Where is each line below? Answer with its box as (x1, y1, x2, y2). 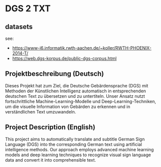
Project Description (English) (5, 123, 96, 132)
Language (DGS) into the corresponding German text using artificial (5, 141, 142, 147)
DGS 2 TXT (5, 3, 51, 14)
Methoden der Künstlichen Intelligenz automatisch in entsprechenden (5, 88, 146, 94)
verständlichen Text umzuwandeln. (5, 109, 76, 114)
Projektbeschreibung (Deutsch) (5, 70, 104, 78)
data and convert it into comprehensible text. (5, 157, 96, 163)
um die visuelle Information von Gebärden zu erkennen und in (5, 104, 130, 110)
